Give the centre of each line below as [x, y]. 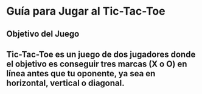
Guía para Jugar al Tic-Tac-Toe [86, 11]
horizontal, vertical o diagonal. [65, 83]
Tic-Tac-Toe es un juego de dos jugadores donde [101, 54]
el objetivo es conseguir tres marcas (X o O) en [97, 64]
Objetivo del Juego [43, 34]
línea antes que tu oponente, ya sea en [81, 74]
